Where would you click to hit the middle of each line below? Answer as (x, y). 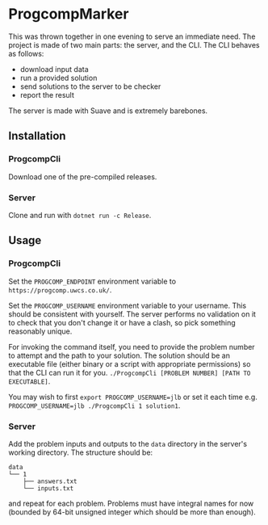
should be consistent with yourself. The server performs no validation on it (132, 314)
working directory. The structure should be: (81, 452)
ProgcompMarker (69, 14)
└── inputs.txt (48, 488)
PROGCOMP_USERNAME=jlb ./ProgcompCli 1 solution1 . (94, 405)
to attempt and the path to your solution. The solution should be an (119, 355)
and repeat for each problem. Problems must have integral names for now (131, 503)
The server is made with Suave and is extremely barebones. (108, 111)
